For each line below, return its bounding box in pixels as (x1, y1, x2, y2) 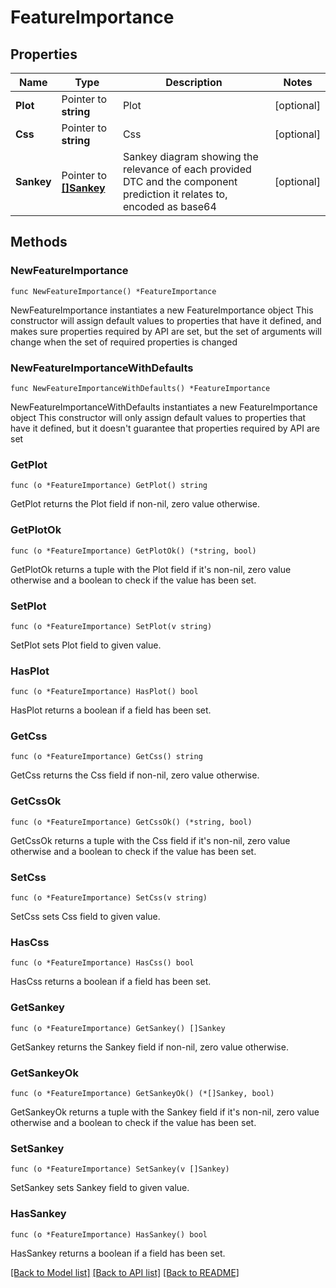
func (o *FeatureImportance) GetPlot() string (10, 481, 208, 491)
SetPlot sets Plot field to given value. (10, 639, 162, 651)
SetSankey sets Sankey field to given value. (10, 1182, 190, 1194)
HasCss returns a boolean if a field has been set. (10, 976, 212, 988)
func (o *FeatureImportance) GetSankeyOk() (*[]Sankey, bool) (10, 1088, 275, 1098)
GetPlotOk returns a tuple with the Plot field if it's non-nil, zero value (10, 563, 292, 575)
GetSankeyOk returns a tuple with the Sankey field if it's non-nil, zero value (10, 1106, 320, 1118)
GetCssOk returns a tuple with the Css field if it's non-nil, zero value (10, 834, 291, 846)
